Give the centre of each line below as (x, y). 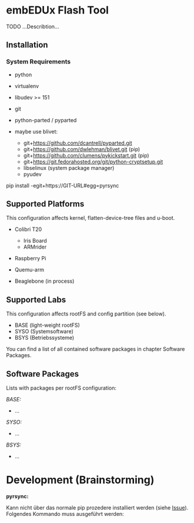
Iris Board (35, 241)
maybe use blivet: (36, 131)
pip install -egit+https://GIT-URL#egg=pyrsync (63, 185)
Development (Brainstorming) (80, 480)
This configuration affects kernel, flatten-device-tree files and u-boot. (91, 218)
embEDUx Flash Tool (57, 10)
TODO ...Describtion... (33, 26)
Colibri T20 (28, 229)
